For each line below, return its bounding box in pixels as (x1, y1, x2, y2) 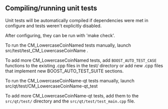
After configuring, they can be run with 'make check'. (5, 32, 115, 38)
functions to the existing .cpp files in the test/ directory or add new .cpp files (5, 62, 163, 68)
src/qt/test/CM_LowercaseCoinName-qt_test (5, 83, 98, 89)
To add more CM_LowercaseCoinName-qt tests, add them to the (5, 92, 139, 98)
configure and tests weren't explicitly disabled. (5, 23, 102, 29)
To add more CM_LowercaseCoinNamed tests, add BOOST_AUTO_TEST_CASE (5, 57, 157, 63)
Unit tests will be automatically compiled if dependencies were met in (5, 17, 149, 23)
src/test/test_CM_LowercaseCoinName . (5, 47, 89, 53)
